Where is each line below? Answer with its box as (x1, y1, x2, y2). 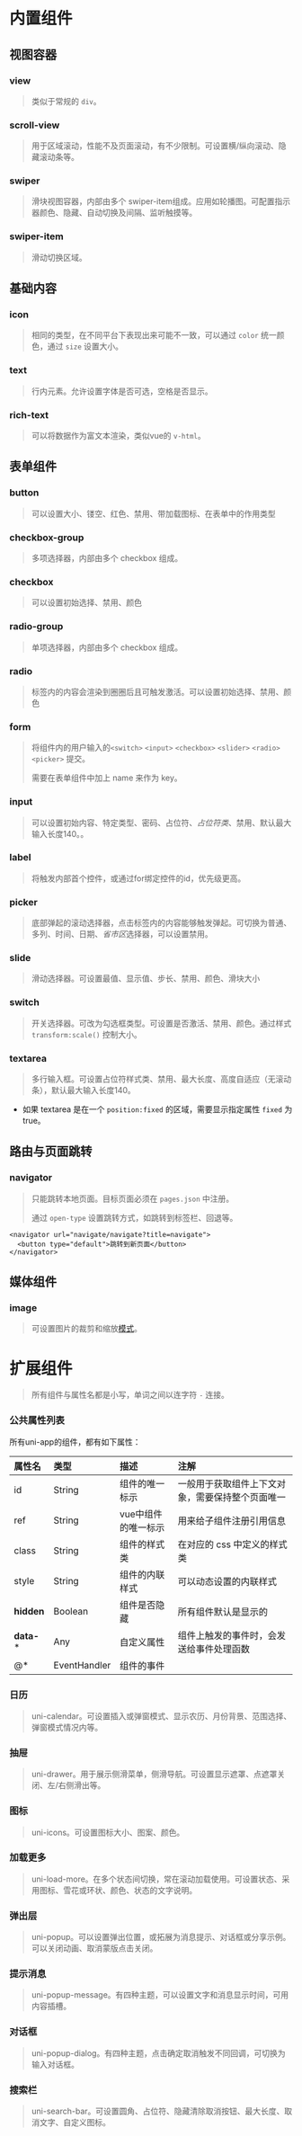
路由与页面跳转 (9, 1144, 93, 1160)
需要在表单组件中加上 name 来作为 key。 (31, 772, 182, 783)
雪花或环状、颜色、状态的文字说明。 (62, 1884, 198, 1895)
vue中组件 (120, 1508, 164, 1520)
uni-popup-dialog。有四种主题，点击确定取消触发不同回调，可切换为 (31, 2047, 286, 2059)
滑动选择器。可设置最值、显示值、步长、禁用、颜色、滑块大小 (31, 973, 261, 984)
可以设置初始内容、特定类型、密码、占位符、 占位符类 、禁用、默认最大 (31, 817, 292, 828)
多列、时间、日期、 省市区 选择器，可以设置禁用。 (31, 929, 213, 939)
